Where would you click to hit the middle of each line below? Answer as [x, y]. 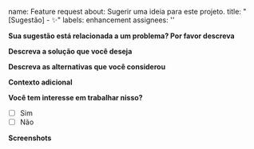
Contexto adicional [40, 82]
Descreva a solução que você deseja [70, 51]
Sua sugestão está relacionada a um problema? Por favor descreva [121, 36]
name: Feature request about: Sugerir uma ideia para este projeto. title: [125, 12]
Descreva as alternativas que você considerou [87, 67]
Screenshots [30, 138]
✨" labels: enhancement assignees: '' [113, 20]
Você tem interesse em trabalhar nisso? [75, 98]
